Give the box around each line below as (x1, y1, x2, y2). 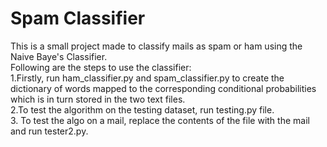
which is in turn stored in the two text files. (10, 93, 186, 105)
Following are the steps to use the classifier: (10, 61, 192, 73)
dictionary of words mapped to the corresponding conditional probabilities (10, 82, 317, 94)
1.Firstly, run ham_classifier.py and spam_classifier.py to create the (10, 72, 285, 84)
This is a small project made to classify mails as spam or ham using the (10, 40, 303, 52)
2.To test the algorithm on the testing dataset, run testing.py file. (10, 103, 275, 116)
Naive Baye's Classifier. (10, 50, 108, 62)
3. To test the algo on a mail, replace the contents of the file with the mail (10, 114, 310, 126)
